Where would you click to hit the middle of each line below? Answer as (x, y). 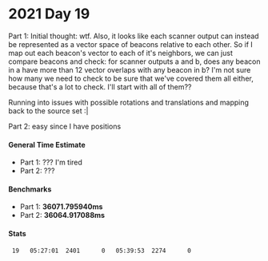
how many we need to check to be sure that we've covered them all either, (131, 78)
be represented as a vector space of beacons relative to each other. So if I (131, 44)
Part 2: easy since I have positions (65, 126)
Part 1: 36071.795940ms (61, 207)
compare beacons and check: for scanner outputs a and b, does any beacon (134, 61)
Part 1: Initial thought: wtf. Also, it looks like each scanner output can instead (134, 36)
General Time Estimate (47, 144)
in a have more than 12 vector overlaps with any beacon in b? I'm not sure (130, 69)
